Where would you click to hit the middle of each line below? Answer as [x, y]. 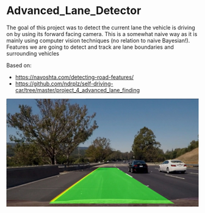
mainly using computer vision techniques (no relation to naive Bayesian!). [98, 40]
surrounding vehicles [33, 53]
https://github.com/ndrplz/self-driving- [64, 84]
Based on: [19, 65]
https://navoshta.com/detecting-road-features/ [74, 77]
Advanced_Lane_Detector [74, 11]
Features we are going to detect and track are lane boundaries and [90, 47]
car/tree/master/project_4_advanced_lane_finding [77, 90]
